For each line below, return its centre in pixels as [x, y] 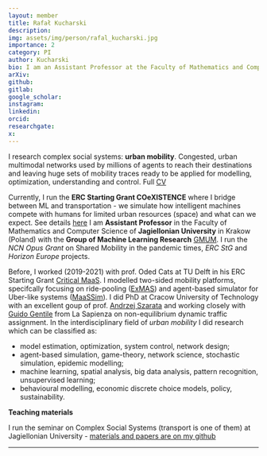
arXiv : [19, 75]
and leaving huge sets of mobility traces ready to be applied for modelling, [130, 173]
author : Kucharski [39, 60]
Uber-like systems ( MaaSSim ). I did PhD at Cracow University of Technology [133, 297]
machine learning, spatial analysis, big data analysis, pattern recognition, [139, 371]
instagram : [26, 104]
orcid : [19, 119]
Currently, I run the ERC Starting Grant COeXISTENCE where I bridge [122, 197]
